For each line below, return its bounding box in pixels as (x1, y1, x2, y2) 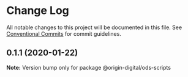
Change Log (6, 4, 69, 18)
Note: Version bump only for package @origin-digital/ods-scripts (6, 64, 171, 71)
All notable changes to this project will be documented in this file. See (6, 24, 182, 31)
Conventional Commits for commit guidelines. (6, 30, 121, 37)
